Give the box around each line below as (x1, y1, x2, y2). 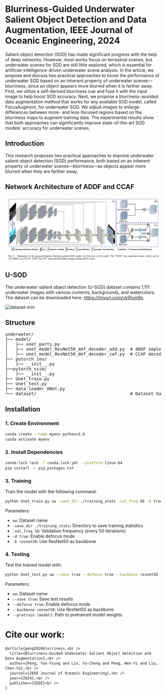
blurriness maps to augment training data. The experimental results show (5, 114, 154, 120)
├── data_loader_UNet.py (5, 386, 65, 392)
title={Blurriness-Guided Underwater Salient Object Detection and (9, 651, 152, 656)
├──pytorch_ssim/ (5, 366, 47, 372)
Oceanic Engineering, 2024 (5, 35, 120, 47)
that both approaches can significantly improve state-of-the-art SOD (5, 120, 145, 126)
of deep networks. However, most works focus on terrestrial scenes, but (5, 56, 153, 62)
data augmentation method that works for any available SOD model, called (5, 99, 157, 104)
